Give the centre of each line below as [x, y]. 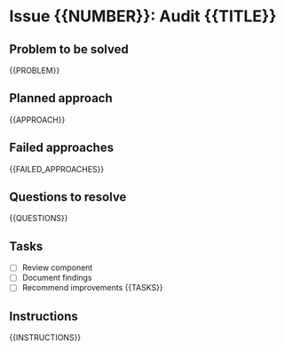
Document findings [57, 278]
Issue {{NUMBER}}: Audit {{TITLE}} [143, 16]
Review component [57, 267]
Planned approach [61, 98]
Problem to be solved [69, 49]
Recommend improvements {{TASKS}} [92, 288]
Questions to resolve [68, 197]
